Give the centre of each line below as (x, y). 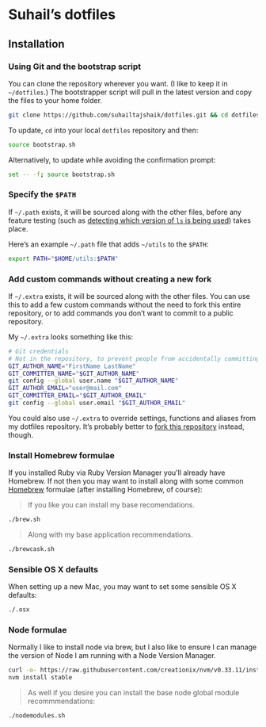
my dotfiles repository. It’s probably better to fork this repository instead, (126, 427)
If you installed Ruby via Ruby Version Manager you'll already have (117, 473)
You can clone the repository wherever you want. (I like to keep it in (118, 83)
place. (19, 228)
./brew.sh (25, 520)
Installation (36, 44)
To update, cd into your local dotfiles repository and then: (103, 130)
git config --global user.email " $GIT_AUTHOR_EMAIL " (97, 403)
